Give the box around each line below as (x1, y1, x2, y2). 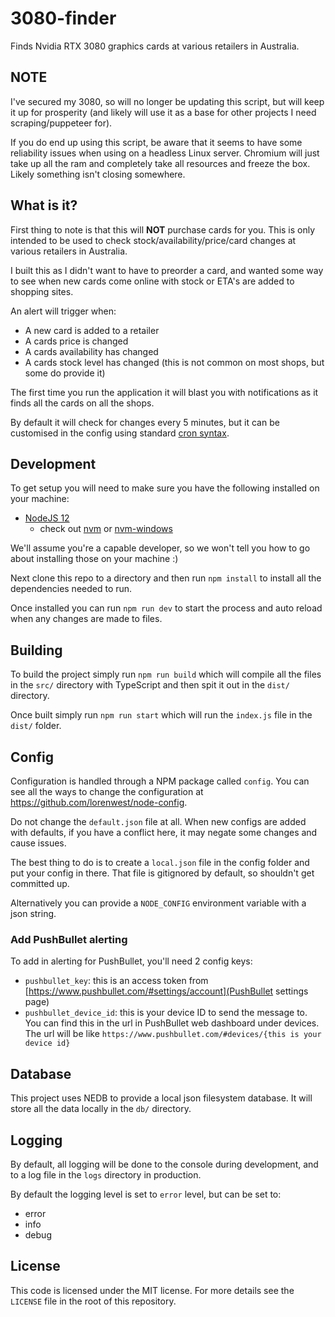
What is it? (10, 197, 78, 214)
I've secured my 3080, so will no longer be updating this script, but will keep (10, 95, 325, 107)
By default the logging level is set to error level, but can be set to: (10, 1188, 282, 1200)
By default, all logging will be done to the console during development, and (10, 1158, 319, 1170)
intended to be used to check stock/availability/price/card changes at (10, 234, 297, 246)
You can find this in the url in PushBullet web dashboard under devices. (24, 1017, 320, 1029)
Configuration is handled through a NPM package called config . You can (10, 775, 310, 787)
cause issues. (10, 837, 67, 849)
